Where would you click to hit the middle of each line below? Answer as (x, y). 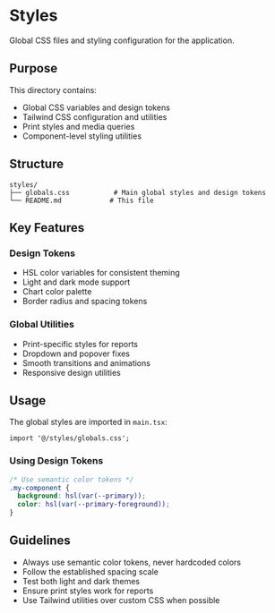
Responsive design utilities (71, 372)
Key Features (47, 228)
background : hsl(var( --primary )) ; (82, 496)
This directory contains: (53, 89)
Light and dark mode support (76, 282)
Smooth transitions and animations (86, 362)
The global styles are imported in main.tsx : (88, 422)
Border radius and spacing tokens (85, 302)
